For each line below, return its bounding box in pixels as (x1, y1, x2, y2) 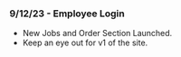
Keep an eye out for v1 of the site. (22, 37, 148, 48)
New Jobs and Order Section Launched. (22, 28, 173, 39)
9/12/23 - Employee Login (9, 7, 125, 20)
